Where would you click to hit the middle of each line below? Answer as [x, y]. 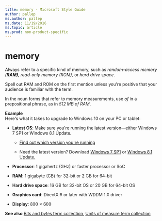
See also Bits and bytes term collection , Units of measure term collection [78, 213]
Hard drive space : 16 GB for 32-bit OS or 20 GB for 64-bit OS [73, 185]
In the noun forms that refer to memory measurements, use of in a [71, 99]
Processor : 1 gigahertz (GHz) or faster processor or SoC [68, 166]
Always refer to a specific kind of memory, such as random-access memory [81, 69]
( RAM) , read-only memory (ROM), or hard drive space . [60, 75]
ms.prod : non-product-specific [37, 32]
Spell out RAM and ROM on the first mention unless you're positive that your [81, 84]
